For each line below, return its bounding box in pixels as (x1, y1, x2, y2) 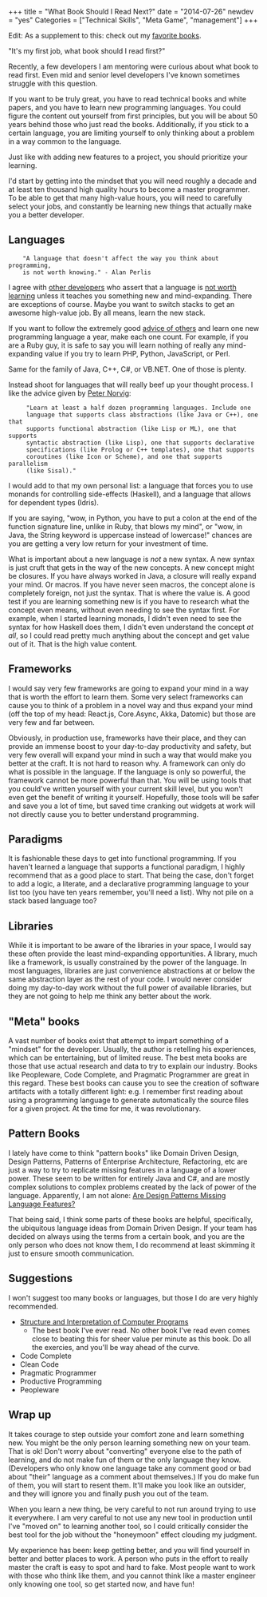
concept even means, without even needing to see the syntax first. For (8, 605, 241, 615)
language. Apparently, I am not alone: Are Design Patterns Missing (8, 1190, 226, 1200)
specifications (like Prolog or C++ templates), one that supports (26, 445, 255, 454)
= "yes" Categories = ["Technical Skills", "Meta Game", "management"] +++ (8, 15, 258, 25)
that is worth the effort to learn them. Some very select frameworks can (8, 691, 244, 702)
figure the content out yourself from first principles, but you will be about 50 (8, 111, 258, 121)
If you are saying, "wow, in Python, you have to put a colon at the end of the (8, 513, 257, 523)
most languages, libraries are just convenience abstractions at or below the (8, 966, 255, 976)
